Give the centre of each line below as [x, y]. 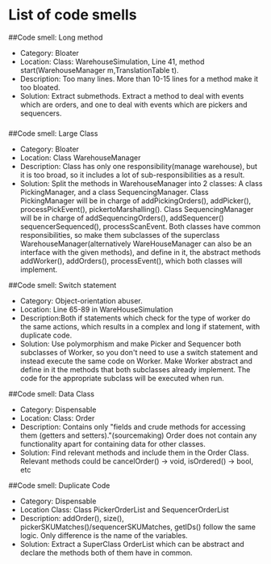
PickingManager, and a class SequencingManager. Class [114, 192]
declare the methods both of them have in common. [106, 553]
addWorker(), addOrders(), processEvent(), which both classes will [131, 261]
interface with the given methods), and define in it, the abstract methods [140, 252]
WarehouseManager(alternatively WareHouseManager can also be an [136, 244]
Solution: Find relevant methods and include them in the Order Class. [134, 452]
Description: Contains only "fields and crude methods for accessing [133, 426]
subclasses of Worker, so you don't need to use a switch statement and [139, 352]
